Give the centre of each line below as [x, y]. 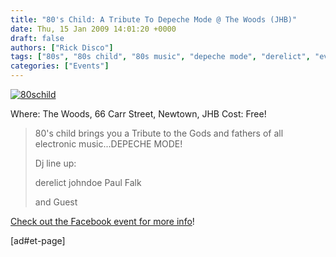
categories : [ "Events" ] [60, 66]
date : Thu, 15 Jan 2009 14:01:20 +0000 [93, 29]
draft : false [37, 38]
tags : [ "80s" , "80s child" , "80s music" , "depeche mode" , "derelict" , [160, 57]
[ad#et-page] [38, 240]
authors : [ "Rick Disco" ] [62, 47]
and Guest [56, 202]
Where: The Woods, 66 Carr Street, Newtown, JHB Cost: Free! [138, 114]
